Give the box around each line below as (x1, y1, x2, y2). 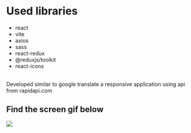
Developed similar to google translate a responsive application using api (6, 80, 186, 88)
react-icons (15, 62, 44, 70)
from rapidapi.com (6, 87, 53, 94)
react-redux (15, 49, 45, 57)
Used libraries (6, 4, 78, 18)
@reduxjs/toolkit (15, 56, 56, 63)
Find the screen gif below (6, 104, 104, 115)
